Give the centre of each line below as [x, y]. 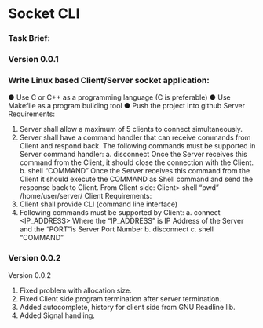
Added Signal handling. [57, 315]
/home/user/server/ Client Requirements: [86, 196]
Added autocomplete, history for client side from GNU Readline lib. [127, 307]
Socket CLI [44, 14]
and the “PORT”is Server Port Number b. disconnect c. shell [117, 229]
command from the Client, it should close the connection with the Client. [136, 162]
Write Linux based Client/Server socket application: [109, 80]
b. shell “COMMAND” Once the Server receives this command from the [135, 171]
